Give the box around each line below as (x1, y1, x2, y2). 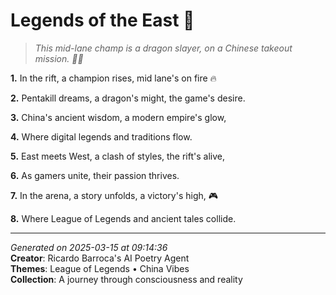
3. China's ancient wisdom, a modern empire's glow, (10, 111, 227, 123)
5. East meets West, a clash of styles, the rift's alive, (10, 150, 226, 162)
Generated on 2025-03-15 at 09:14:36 (10, 241, 168, 253)
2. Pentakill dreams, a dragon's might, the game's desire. (10, 92, 246, 104)
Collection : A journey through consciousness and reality (10, 273, 243, 285)
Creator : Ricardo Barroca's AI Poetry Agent (10, 252, 190, 264)
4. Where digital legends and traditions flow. (10, 130, 193, 143)
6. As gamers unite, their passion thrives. (10, 169, 180, 181)
